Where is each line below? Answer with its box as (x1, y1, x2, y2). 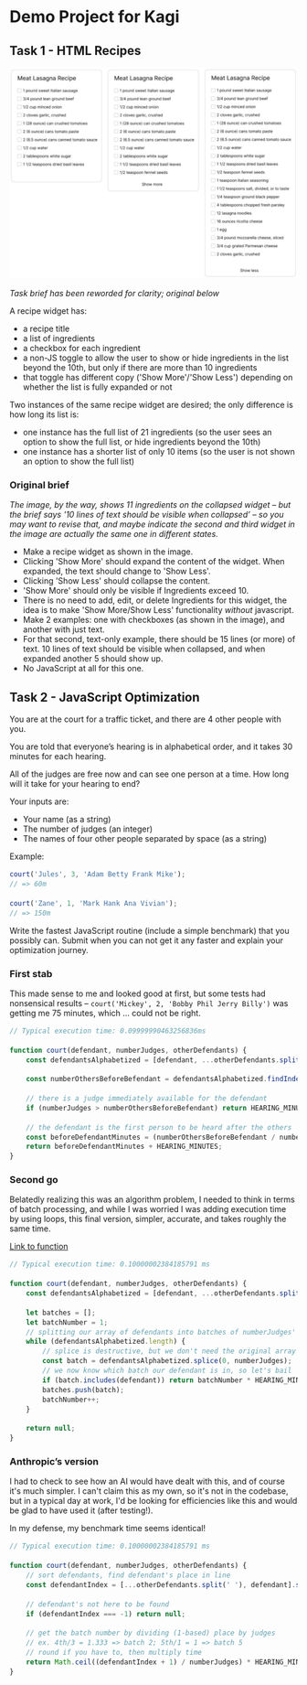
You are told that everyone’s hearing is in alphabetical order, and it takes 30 (9, 741, 293, 752)
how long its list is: (9, 409, 79, 420)
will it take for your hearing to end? (9, 778, 141, 789)
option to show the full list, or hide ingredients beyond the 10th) (22, 436, 261, 447)
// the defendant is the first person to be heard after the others (26, 1122, 292, 1132)
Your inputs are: (9, 796, 69, 807)
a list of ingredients (22, 333, 96, 344)
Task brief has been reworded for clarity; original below (9, 288, 220, 299)
